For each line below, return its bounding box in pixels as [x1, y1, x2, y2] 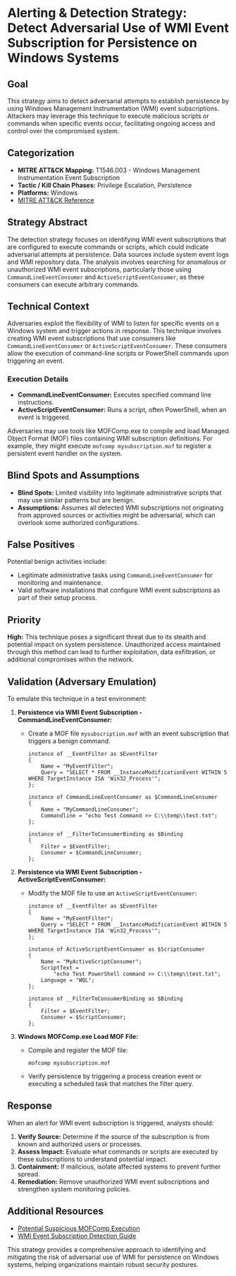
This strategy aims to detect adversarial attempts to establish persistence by [7, 97, 230, 105]
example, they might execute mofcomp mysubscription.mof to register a [7, 441, 211, 450]
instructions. [17, 397, 54, 407]
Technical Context [7, 301, 89, 313]
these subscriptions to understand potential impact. [17, 1155, 168, 1163]
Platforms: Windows [17, 188, 78, 197]
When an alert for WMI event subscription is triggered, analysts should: [7, 1119, 214, 1127]
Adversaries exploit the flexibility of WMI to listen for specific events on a [7, 319, 220, 327]
